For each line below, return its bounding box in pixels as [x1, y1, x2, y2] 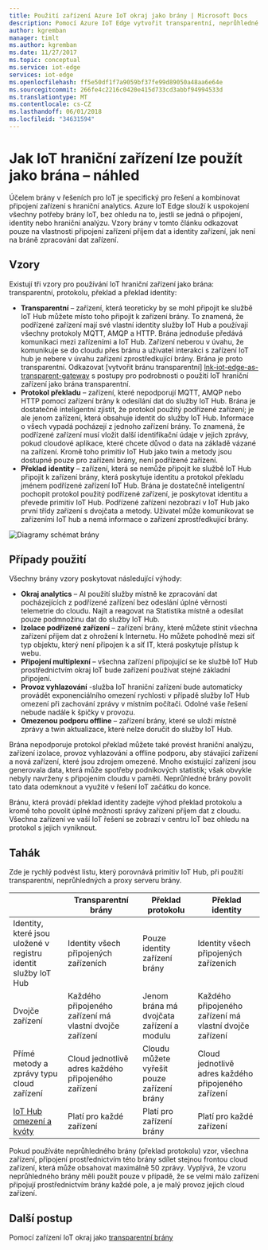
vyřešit [142, 1063, 169, 1074]
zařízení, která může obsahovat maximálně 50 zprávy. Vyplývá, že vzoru [9, 1163, 247, 1173]
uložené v [13, 938, 50, 949]
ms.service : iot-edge [9, 64, 81, 72]
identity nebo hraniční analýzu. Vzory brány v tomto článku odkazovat [9, 218, 239, 228]
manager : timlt [9, 33, 60, 42]
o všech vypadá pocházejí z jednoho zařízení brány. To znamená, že [20, 421, 246, 430]
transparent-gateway [20, 371, 90, 380]
